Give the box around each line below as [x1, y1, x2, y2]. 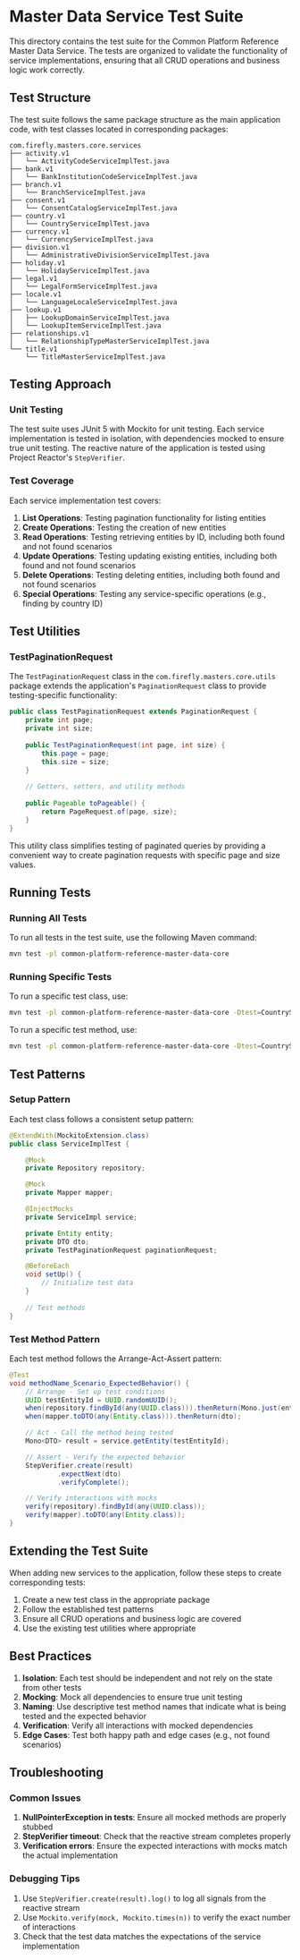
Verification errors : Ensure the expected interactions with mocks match [21, 1841, 287, 1852]
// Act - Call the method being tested [25, 1428, 174, 1437]
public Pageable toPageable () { [25, 799, 146, 808]
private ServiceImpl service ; [25, 1213, 138, 1222]
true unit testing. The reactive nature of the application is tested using [9, 443, 266, 454]
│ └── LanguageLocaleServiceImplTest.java [9, 297, 178, 306]
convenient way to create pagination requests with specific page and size [9, 849, 280, 860]
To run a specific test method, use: [9, 1025, 137, 1035]
